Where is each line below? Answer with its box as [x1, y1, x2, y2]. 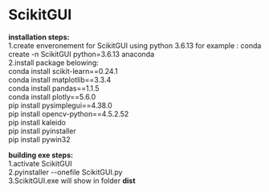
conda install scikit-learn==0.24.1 [8, 66, 118, 76]
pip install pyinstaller [8, 126, 76, 136]
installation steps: [8, 32, 70, 42]
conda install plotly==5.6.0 [8, 92, 96, 101]
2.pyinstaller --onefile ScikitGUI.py [8, 167, 123, 177]
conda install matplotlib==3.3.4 [8, 75, 112, 84]
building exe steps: [8, 150, 74, 160]
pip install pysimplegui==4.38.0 [8, 100, 112, 110]
